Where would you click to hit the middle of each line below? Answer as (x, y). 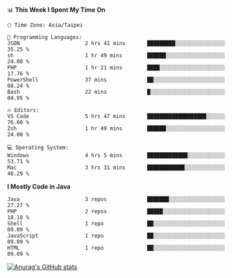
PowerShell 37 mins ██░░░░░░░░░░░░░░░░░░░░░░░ (116, 80)
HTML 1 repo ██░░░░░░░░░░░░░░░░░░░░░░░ (116, 248)
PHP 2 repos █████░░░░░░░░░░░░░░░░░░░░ (116, 211)
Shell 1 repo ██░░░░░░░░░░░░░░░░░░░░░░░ (116, 224)
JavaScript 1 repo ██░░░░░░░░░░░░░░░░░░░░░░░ (116, 236)
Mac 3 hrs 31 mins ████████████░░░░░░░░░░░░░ (116, 167)
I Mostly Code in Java (39, 187)
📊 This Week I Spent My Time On (56, 10)
